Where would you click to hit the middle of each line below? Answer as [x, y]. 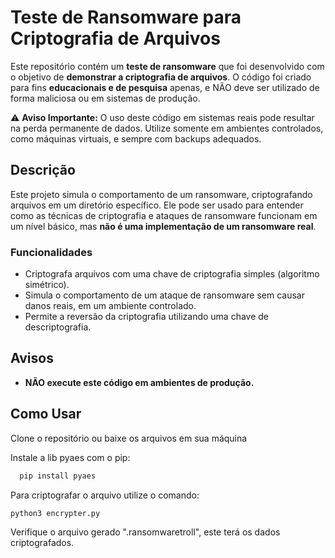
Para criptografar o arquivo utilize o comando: [105, 495]
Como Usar [46, 414]
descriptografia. [58, 327]
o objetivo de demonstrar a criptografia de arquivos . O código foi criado [161, 77]
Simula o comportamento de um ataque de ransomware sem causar [164, 295]
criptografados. [42, 543]
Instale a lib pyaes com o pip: [70, 457]
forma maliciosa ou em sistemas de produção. [105, 98]
